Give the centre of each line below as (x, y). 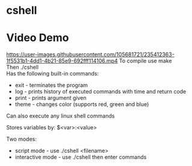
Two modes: (22, 139)
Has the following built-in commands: (53, 74)
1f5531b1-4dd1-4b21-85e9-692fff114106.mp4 (62, 61)
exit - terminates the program (51, 85)
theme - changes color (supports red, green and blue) (82, 104)
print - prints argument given (51, 98)
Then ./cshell (23, 67)
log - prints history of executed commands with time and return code (101, 92)
